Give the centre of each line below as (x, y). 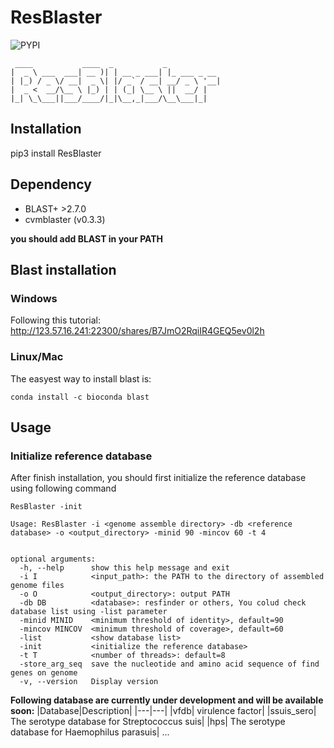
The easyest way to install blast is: (81, 378)
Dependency (51, 184)
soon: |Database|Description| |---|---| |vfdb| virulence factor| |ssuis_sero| (163, 711)
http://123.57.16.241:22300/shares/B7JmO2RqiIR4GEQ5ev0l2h (137, 331)
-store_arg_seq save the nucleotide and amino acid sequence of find (169, 664)
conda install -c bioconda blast (80, 397)
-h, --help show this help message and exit (124, 568)
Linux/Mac (37, 357)
